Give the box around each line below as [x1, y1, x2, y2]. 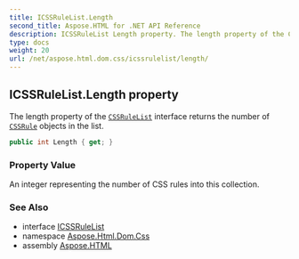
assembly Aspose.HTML [21, 240, 113, 251]
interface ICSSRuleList [21, 222, 105, 232]
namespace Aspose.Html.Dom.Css [21, 231, 150, 241]
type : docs [9, 37, 50, 47]
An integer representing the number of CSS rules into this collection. [9, 179, 260, 190]
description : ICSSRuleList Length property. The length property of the [9, 29, 285, 38]
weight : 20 [9, 46, 50, 55]
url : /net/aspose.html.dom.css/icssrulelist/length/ [9, 54, 209, 63]
